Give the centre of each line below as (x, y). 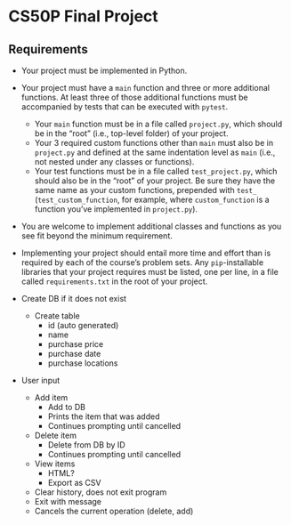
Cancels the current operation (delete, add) (114, 511)
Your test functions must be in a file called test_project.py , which (156, 171)
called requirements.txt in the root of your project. (114, 281)
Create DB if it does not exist (73, 299)
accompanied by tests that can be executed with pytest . (125, 107)
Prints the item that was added (104, 416)
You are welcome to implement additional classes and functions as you (151, 226)
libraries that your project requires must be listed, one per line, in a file (150, 272)
